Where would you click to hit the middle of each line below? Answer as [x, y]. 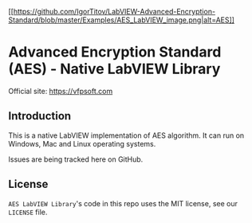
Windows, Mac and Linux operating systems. [82, 143]
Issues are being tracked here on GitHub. [76, 159]
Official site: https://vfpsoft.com [61, 91]
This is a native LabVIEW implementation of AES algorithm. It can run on [126, 135]
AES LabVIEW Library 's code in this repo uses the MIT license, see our [123, 203]
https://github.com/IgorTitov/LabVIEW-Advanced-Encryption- [114, 12]
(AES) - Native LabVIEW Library [114, 69]
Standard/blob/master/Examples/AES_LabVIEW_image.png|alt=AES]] [122, 20]
